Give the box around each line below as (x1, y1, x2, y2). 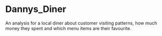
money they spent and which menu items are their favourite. (5, 25, 131, 31)
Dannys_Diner (5, 3, 66, 15)
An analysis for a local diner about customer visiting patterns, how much (5, 20, 157, 26)
